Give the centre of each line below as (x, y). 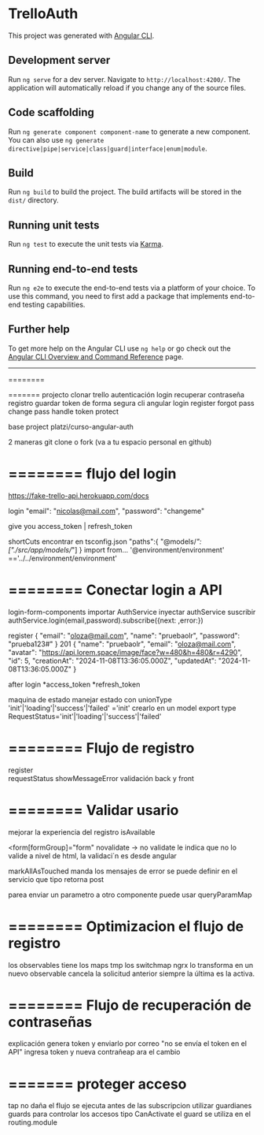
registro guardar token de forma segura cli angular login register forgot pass (131, 403)
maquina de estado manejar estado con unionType (90, 699)
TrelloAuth (43, 14)
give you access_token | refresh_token (70, 526)
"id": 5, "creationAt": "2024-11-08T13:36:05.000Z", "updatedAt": (112, 661)
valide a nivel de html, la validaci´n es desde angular (92, 855)
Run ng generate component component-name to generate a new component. (130, 132)
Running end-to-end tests (73, 269)
